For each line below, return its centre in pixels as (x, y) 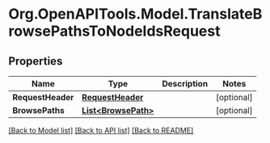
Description (185, 84)
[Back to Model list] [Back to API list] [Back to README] (101, 130)
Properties (36, 61)
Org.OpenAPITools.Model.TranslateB (135, 14)
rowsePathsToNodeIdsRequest (114, 31)
